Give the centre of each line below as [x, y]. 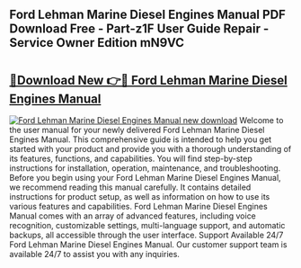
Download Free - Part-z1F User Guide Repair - [139, 29]
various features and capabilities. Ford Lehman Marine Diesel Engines [138, 206]
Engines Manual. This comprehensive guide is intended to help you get [141, 139]
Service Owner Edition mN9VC [97, 43]
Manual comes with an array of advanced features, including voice [133, 216]
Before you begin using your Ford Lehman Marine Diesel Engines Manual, [145, 178]
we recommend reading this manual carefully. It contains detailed [130, 187]
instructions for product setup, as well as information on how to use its [140, 197]
